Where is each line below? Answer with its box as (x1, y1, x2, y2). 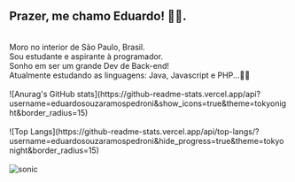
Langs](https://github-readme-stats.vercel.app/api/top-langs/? (29, 125, 260, 137)
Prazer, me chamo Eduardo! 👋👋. (9, 9, 188, 24)
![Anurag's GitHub (9, 88, 75, 99)
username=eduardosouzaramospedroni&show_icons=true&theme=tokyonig (9, 98, 286, 109)
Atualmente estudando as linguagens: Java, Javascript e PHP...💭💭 (9, 70, 251, 80)
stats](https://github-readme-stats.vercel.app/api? (76, 88, 261, 99)
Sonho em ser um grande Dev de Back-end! (9, 60, 170, 71)
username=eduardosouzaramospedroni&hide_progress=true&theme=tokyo (9, 135, 284, 146)
